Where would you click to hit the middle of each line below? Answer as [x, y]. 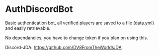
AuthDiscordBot [39, 9]
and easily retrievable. [28, 28]
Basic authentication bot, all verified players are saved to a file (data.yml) [80, 23]
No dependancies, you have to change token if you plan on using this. [77, 38]
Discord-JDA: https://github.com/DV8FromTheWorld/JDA [63, 47]
